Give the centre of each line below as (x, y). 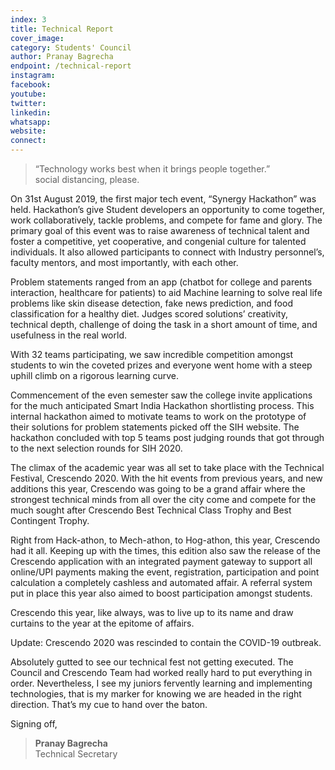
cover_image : (37, 38)
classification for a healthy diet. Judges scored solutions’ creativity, (149, 314)
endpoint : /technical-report (71, 66)
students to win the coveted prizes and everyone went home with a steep (161, 365)
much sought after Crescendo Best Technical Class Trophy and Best (151, 510)
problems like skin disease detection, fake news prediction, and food (151, 303)
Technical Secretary (76, 754)
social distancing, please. (87, 179)
